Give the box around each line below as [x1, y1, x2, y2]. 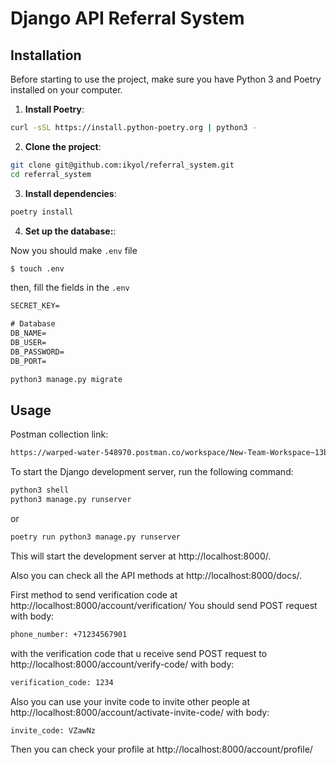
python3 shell [10, 485, 70, 496]
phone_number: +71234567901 [10, 629, 128, 639]
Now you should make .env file [10, 244, 138, 256]
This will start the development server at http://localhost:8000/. [10, 550, 272, 562]
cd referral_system [10, 169, 92, 179]
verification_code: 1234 [10, 677, 114, 687]
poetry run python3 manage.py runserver [10, 532, 182, 542]
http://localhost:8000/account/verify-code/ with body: [10, 658, 235, 670]
